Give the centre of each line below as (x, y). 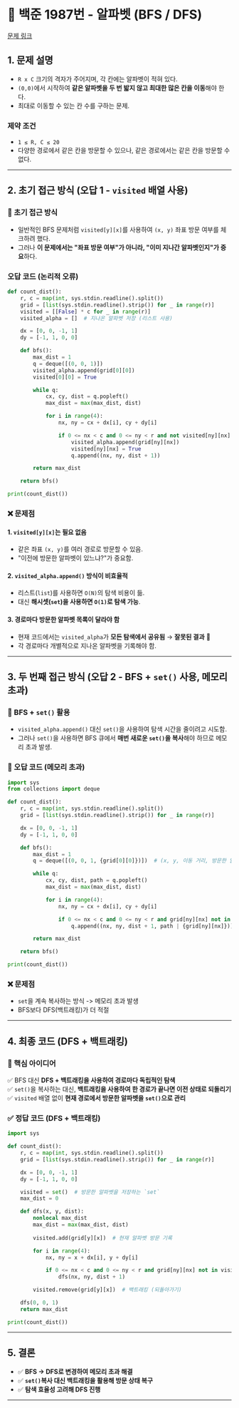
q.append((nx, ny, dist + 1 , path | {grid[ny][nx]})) (152, 926)
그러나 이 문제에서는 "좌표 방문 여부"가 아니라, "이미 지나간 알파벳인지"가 (118, 247)
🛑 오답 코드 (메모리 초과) (46, 767)
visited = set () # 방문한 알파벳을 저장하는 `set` (90, 1192)
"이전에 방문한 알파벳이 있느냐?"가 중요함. (75, 558)
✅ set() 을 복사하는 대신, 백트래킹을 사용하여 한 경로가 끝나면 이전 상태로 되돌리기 (119, 1089)
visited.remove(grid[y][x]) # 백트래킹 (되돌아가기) (107, 1290)
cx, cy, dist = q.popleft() (87, 396)
